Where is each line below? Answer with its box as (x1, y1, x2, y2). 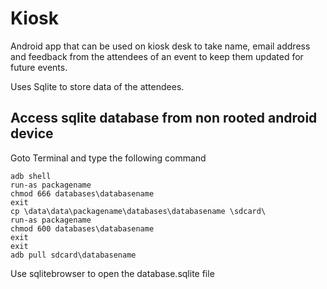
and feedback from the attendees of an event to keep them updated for (10, 50, 304, 62)
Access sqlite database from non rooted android (10, 110, 318, 127)
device (10, 125, 54, 142)
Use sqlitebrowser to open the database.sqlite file (10, 267, 215, 279)
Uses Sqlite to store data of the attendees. (10, 80, 185, 92)
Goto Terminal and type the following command (10, 152, 207, 164)
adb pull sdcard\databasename (10, 250, 137, 260)
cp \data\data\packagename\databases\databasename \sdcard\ (10, 206, 267, 216)
